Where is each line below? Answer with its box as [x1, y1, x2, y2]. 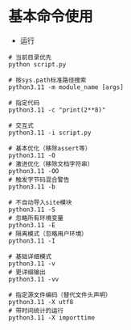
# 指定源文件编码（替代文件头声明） [8, 290, 112, 299]
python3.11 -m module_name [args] [8, 82, 125, 91]
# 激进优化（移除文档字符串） [8, 159, 94, 168]
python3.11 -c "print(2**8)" [8, 106, 106, 114]
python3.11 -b [8, 183, 56, 191]
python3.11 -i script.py [8, 129, 92, 137]
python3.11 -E [8, 221, 56, 229]
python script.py [8, 60, 67, 69]
